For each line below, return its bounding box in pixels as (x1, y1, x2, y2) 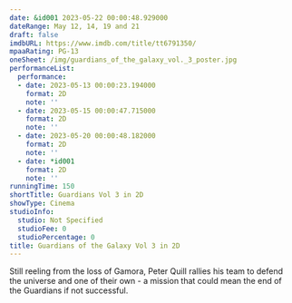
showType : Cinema (9, 199, 75, 209)
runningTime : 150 (9, 182, 75, 191)
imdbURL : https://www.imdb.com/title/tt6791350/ (9, 38, 197, 48)
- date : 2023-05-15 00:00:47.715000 (17, 106, 156, 115)
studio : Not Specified (17, 215, 103, 225)
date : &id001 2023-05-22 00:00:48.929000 (9, 13, 169, 23)
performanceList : (9, 64, 75, 73)
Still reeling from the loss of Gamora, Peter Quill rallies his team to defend (9, 266, 284, 277)
